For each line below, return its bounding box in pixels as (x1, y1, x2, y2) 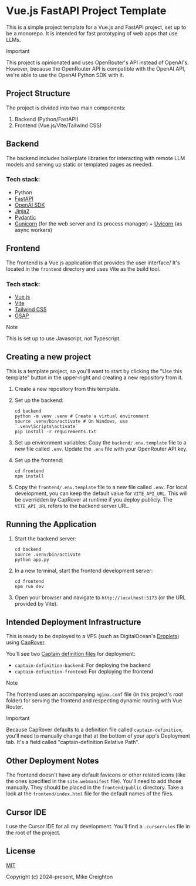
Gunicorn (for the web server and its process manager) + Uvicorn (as (14, 220, 183, 227)
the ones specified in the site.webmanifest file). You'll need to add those (6, 778, 182, 785)
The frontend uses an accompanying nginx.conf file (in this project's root (6, 691, 184, 698)
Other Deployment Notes (6, 755, 99, 766)
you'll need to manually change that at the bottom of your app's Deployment (6, 732, 191, 739)
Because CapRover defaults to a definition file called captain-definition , (6, 726, 183, 734)
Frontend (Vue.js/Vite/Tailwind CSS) (14, 122, 102, 129)
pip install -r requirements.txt (14, 429, 97, 434)
